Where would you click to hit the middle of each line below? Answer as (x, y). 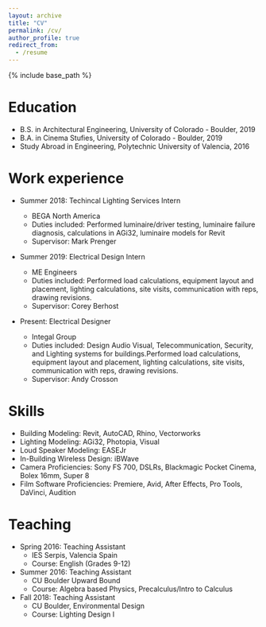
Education (42, 107)
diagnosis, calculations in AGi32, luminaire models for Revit (128, 232)
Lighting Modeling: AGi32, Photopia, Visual (90, 442)
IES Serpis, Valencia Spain (74, 555)
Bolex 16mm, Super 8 (54, 475)
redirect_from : (33, 45)
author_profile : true (44, 38)
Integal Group (54, 337)
